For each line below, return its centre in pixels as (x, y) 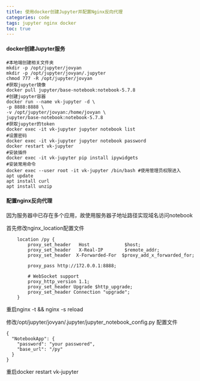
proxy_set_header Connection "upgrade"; (79, 292)
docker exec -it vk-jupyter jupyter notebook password (76, 141)
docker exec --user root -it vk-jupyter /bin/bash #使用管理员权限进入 (94, 171)
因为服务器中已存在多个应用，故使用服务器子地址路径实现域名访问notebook (100, 215)
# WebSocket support (53, 276)
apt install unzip (29, 187)
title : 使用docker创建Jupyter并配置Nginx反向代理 (65, 12)
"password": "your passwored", (56, 344)
